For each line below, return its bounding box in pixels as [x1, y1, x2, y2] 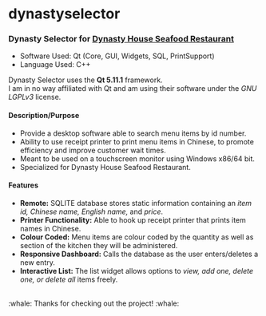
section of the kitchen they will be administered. [19, 240, 178, 250]
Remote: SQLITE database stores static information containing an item [19, 198, 252, 207]
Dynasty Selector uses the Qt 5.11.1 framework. [8, 75, 163, 85]
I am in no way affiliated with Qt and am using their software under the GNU [8, 84, 257, 93]
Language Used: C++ [19, 60, 91, 69]
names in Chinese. [19, 223, 81, 233]
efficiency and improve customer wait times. [19, 145, 166, 155]
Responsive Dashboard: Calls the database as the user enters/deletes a [19, 249, 258, 259]
